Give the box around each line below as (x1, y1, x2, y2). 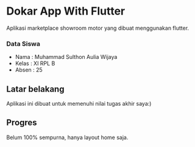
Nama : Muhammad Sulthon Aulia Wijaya (15, 53, 118, 61)
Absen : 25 (15, 66, 43, 73)
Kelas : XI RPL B (15, 60, 55, 67)
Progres (6, 117, 38, 128)
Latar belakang (6, 84, 65, 94)
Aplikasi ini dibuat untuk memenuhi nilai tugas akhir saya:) (6, 100, 152, 108)
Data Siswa (6, 39, 41, 48)
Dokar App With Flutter (6, 4, 126, 18)
